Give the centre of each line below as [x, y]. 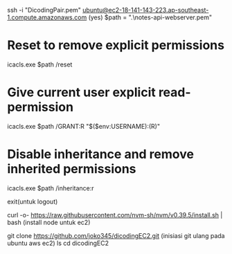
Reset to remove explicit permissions [116, 45]
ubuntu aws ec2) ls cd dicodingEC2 [58, 243]
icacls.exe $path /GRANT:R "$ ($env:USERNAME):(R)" [84, 126]
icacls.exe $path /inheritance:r [51, 188]
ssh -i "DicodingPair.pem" [44, 10]
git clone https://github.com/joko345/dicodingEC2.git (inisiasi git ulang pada [116, 235]
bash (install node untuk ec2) [49, 222]
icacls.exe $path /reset [40, 64]
